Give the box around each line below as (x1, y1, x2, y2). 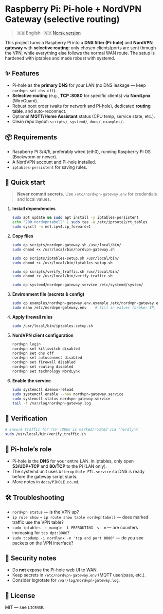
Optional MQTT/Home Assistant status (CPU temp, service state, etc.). (12, 113, 155, 119)
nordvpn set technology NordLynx (12, 369, 80, 374)
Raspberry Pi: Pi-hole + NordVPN (5, 3, 142, 15)
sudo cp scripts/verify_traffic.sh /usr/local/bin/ (12, 269, 119, 274)
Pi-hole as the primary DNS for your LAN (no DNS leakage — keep (12, 82, 146, 88)
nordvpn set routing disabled (12, 365, 74, 369)
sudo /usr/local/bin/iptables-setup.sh (12, 323, 93, 328)
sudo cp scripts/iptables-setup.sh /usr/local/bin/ (12, 256, 119, 261)
